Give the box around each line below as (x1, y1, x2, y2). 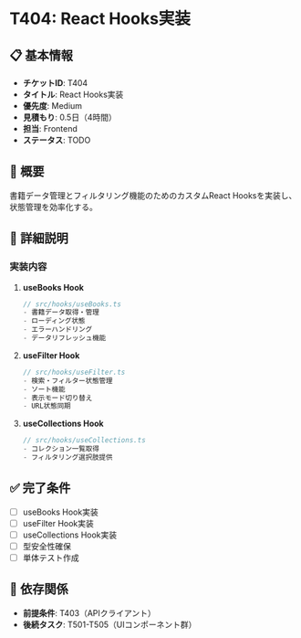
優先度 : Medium (22, 101, 83, 111)
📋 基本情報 (9, 48, 74, 63)
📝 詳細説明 (9, 230, 68, 247)
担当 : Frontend (22, 123, 78, 133)
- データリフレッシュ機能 (22, 334, 107, 343)
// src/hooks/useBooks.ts (22, 299, 121, 309)
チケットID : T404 (22, 78, 88, 88)
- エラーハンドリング (22, 325, 93, 335)
